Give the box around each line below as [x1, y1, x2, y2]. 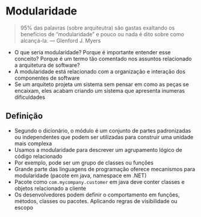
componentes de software [14, 74, 80, 81]
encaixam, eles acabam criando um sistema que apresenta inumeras [14, 87, 185, 94]
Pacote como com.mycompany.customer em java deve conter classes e [14, 178, 185, 185]
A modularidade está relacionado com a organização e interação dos [14, 68, 186, 75]
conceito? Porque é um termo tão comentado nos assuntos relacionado [14, 55, 192, 62]
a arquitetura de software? [14, 61, 80, 69]
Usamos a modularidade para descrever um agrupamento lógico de [14, 146, 182, 153]
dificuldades [14, 93, 46, 101]
